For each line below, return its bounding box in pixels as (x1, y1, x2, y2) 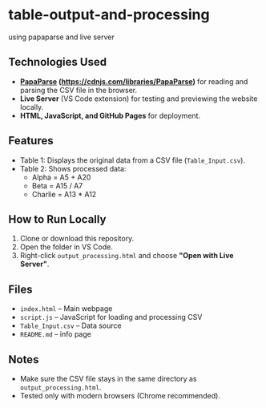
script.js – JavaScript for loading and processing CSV (19, 313, 203, 322)
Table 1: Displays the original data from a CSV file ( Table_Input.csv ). (19, 155, 246, 165)
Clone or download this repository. (19, 234, 135, 244)
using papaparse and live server (8, 32, 115, 42)
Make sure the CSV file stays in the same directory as (19, 374, 198, 383)
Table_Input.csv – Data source (19, 321, 122, 330)
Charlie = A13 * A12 (31, 189, 97, 199)
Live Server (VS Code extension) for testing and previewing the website (19, 94, 258, 103)
